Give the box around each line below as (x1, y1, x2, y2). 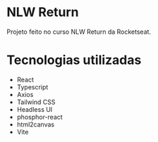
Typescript (16, 82, 49, 91)
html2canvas (16, 120, 54, 129)
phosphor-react (16, 112, 63, 121)
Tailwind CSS (16, 98, 56, 106)
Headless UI (16, 105, 53, 113)
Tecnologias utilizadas (6, 52, 142, 68)
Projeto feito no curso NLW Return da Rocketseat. (6, 27, 152, 36)
